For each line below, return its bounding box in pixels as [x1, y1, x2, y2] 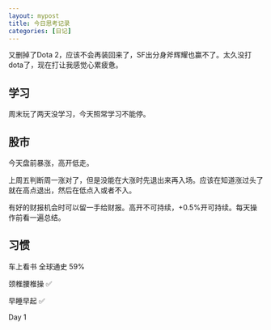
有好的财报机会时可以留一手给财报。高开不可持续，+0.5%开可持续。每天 [8, 203, 251, 212]
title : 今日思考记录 [8, 19, 70, 27]
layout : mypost [8, 11, 60, 20]
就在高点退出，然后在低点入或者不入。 [8, 185, 136, 195]
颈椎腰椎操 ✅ [8, 278, 53, 288]
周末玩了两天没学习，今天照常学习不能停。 [8, 109, 150, 119]
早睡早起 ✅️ [8, 296, 45, 306]
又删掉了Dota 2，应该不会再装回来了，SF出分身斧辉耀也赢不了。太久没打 [8, 50, 252, 60]
